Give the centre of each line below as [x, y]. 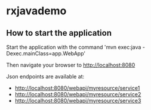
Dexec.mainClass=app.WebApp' [46, 54]
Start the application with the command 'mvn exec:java [74, 47]
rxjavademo [36, 11]
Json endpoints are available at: [45, 76]
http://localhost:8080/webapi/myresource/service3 [78, 100]
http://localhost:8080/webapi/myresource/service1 [77, 88]
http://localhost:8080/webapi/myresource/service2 [78, 94]
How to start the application [59, 33]
